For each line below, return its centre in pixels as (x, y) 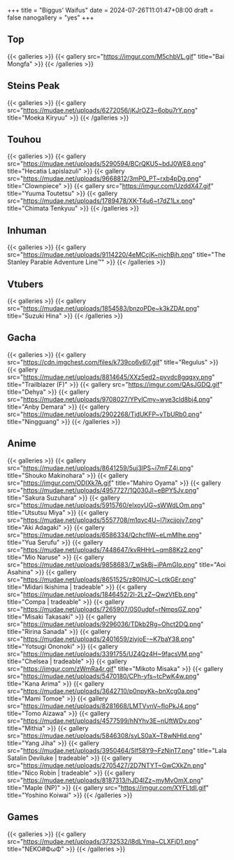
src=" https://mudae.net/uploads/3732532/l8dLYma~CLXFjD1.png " (103, 841)
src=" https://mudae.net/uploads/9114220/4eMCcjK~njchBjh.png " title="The (116, 255)
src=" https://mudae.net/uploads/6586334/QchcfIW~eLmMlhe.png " (105, 535)
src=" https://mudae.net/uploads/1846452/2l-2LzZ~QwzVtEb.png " (103, 594)
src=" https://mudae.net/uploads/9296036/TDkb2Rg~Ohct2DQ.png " (105, 624)
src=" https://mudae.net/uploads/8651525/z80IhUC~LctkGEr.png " (102, 579)
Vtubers (25, 284)
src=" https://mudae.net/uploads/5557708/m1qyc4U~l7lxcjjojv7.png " (105, 520)
